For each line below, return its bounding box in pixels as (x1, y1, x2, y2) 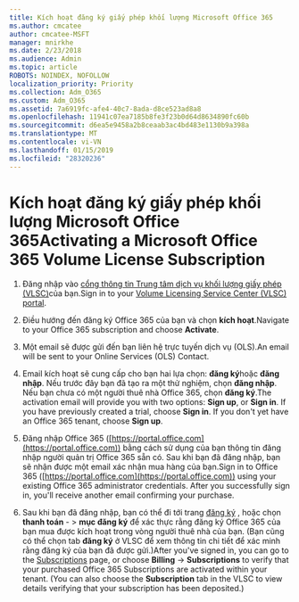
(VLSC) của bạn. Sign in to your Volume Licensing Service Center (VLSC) (21, 288, 287, 299)
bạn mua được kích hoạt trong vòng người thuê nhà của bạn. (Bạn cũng (21, 526, 285, 537)
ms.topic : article (9, 63, 78, 72)
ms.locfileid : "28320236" (9, 153, 105, 163)
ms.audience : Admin (9, 54, 82, 63)
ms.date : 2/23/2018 (9, 46, 82, 55)
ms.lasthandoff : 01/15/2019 (9, 145, 114, 154)
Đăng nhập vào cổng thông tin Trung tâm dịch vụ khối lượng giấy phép (21, 278, 283, 290)
